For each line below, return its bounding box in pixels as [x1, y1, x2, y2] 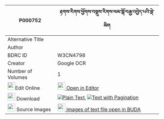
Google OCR [57, 60, 86, 67]
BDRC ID [7, 52, 28, 58]
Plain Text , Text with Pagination [62, 94, 139, 101]
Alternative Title [7, 36, 44, 43]
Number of [7, 68, 33, 74]
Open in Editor [66, 85, 99, 91]
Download [16, 95, 40, 102]
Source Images [16, 106, 51, 113]
